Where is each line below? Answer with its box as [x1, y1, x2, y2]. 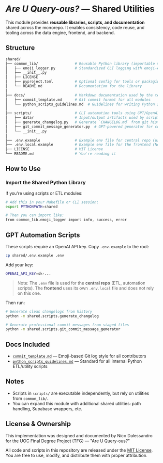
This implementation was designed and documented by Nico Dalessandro [5, 432, 153, 438]
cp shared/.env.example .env [5, 253, 64, 258]
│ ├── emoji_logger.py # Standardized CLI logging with [5, 65, 142, 71]
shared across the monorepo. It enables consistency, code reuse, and [5, 24, 145, 30]
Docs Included [5, 340, 50, 349]
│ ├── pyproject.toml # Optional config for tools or [5, 79, 140, 84]
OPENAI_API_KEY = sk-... [5, 271, 51, 276]
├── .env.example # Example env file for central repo [5, 138, 151, 143]
